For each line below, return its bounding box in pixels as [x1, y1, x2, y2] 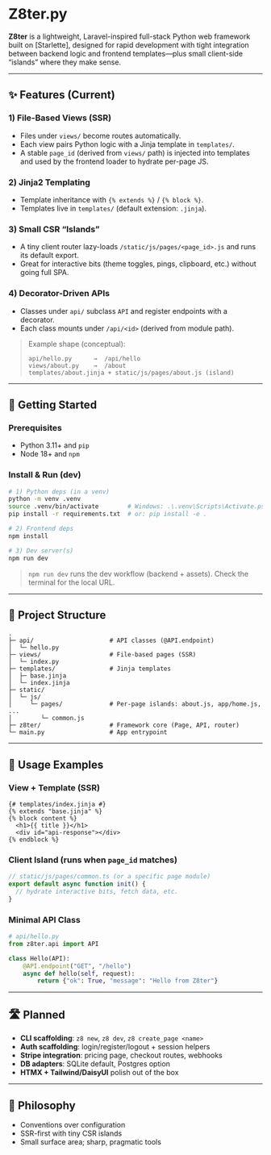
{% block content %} [8, 815, 78, 823]
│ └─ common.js [8, 715, 85, 723]
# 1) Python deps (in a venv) [8, 487, 110, 496]
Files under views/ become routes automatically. [19, 131, 181, 140]
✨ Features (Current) [8, 88, 115, 102]
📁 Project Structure [8, 608, 106, 622]
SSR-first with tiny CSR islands [19, 1128, 123, 1138]
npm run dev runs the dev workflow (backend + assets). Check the [27, 569, 248, 578]
